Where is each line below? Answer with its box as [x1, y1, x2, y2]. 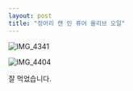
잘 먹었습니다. [8, 73, 52, 83]
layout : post [8, 11, 52, 20]
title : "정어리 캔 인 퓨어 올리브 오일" [8, 19, 126, 27]
